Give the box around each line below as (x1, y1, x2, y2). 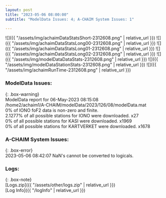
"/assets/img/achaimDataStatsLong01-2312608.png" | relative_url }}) (12, 46, 155, 52)
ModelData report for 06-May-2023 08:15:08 (5, 96, 99, 102)
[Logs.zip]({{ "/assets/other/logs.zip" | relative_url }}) (5, 182, 116, 188)
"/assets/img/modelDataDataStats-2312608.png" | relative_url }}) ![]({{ (12, 56, 158, 62)
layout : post (5, 7, 33, 13)
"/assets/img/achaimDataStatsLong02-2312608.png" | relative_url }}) (12, 51, 155, 57)
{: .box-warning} (5, 91, 39, 97)
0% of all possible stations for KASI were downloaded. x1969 (5, 118, 132, 124)
